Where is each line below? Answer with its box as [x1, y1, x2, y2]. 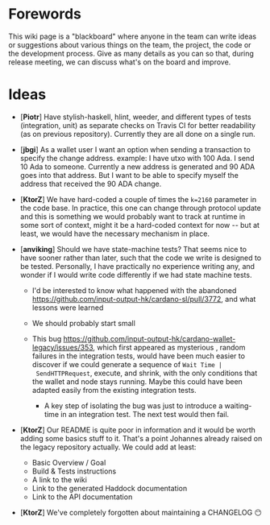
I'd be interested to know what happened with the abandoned [31, 285, 237, 295]
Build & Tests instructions [31, 466, 117, 476]
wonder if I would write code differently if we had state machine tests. [19, 270, 252, 279]
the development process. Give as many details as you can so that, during [8, 48, 254, 58]
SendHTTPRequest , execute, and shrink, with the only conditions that [35, 368, 258, 378]
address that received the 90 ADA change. [19, 179, 162, 188]
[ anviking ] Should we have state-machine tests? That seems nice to [19, 244, 247, 254]
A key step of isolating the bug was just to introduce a [44, 400, 223, 411]
